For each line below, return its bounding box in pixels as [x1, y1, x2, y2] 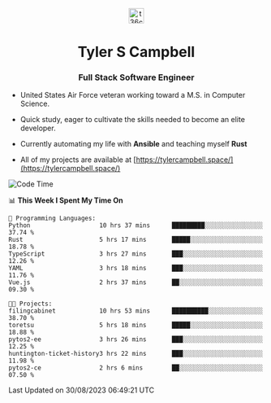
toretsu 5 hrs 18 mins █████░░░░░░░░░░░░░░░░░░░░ [8, 322, 264, 330]
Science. [19, 99, 50, 109]
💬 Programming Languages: [8, 214, 96, 223]
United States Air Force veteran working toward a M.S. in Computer [19, 90, 246, 100]
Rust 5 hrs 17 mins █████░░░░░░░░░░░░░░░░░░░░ [8, 236, 264, 244]
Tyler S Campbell [77, 43, 196, 61]
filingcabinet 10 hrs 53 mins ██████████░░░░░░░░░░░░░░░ [8, 307, 264, 315]
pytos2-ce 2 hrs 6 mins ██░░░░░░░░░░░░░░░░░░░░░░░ [8, 364, 264, 372]
